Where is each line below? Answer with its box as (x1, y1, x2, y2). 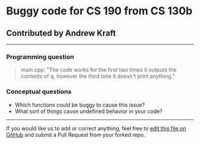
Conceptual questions (6, 88, 72, 96)
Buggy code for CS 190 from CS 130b (6, 4, 193, 18)
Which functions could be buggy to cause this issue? (14, 101, 145, 108)
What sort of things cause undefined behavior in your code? (14, 108, 162, 115)
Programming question (6, 53, 74, 61)
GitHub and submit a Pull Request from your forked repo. (6, 131, 146, 138)
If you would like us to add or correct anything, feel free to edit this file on (6, 124, 186, 132)
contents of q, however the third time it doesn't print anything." (20, 73, 175, 80)
